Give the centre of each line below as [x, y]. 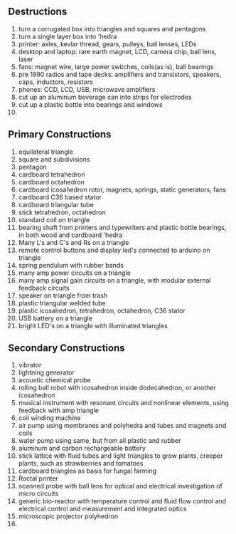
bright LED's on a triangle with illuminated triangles [93, 325]
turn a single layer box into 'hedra [68, 36]
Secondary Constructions [66, 348]
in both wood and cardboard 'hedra [70, 235]
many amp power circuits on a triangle [74, 273]
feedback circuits [44, 288]
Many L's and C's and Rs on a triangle [74, 242]
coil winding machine [49, 418]
